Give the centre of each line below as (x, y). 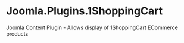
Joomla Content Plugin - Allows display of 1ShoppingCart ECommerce (92, 27)
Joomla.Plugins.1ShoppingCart (85, 11)
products (17, 33)
